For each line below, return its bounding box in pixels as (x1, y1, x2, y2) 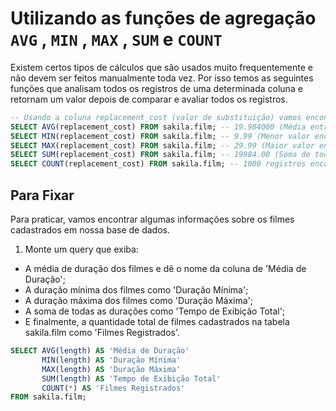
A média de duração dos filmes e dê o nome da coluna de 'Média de (24, 263, 307, 274)
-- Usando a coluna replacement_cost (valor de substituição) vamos (10, 112, 302, 122)
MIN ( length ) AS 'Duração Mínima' (41, 355, 182, 365)
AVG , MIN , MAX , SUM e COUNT (10, 28, 223, 51)
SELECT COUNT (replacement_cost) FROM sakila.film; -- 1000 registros (10, 159, 307, 169)
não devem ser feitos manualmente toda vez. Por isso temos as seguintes (10, 72, 314, 84)
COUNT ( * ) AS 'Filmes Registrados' (41, 383, 186, 393)
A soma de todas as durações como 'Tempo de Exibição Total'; (24, 305, 286, 317)
